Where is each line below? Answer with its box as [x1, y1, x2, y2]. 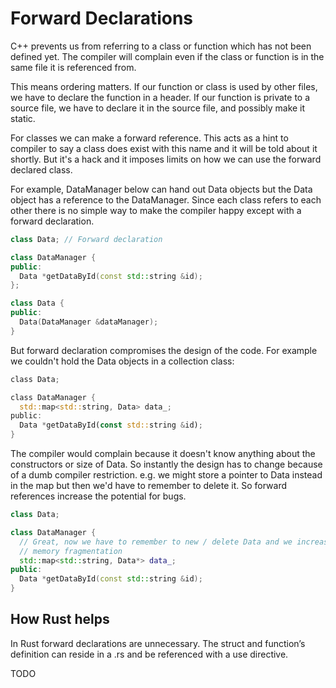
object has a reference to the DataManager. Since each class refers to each [10, 193, 322, 206]
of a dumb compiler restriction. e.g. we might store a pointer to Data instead [10, 469, 323, 481]
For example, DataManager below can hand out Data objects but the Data [10, 183, 313, 195]
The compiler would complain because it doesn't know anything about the [10, 448, 316, 460]
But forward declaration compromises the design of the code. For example [10, 344, 318, 356]
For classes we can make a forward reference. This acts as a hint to [10, 132, 289, 144]
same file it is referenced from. [10, 61, 137, 73]
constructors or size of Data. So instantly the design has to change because [10, 458, 323, 471]
